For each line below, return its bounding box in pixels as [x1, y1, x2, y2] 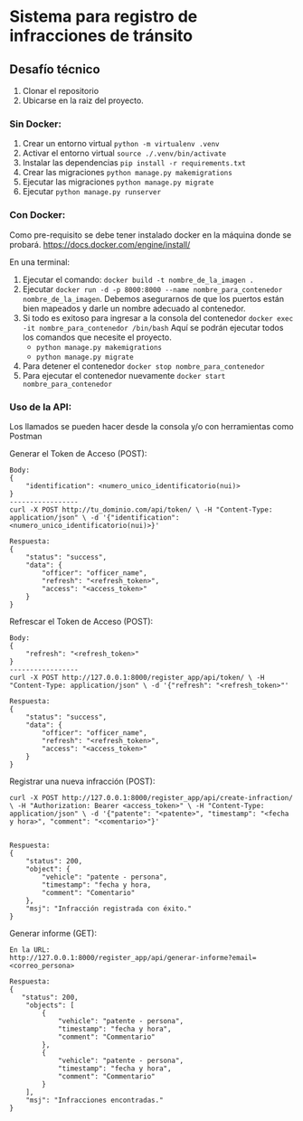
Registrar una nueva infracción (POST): [9, 776, 156, 787]
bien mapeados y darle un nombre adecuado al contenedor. [22, 303, 246, 314]
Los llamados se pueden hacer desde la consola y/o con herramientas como [9, 420, 294, 431]
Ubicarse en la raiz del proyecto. [22, 95, 145, 106]
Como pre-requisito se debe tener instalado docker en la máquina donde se [9, 229, 292, 240]
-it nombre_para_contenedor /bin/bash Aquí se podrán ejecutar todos [22, 322, 284, 333]
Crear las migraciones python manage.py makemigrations [22, 167, 232, 178]
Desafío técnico [9, 61, 101, 77]
